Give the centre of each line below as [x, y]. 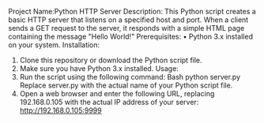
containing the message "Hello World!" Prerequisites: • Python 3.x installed [130, 36]
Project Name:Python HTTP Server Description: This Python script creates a [132, 11]
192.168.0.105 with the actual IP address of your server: [109, 102]
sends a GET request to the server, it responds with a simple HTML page [126, 28]
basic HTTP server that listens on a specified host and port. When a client [128, 20]
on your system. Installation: [54, 45]
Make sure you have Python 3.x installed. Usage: [99, 69]
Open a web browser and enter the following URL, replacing [117, 93]
